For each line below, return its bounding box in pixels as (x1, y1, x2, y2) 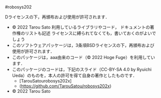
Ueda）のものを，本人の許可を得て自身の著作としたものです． (12, 72, 137, 78)
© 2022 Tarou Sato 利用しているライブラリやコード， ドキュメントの (12, 24, 150, 30)
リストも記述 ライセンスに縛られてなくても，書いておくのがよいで (25, 30, 156, 36)
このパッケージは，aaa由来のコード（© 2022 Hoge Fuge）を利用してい (12, 55, 156, 60)
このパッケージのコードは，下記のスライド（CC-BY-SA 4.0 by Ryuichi (12, 67, 152, 72)
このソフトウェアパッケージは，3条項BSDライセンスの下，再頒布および (12, 42, 155, 48)
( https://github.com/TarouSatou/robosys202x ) (19, 83, 112, 89)
